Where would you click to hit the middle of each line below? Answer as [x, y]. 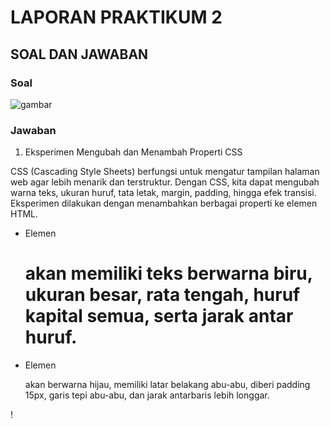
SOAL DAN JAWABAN [79, 54]
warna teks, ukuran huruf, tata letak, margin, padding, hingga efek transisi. [163, 193]
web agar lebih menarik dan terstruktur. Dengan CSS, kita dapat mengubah [165, 182]
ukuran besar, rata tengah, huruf [162, 295]
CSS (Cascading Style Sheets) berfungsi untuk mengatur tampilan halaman [165, 172]
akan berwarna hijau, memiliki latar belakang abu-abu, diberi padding [167, 385]
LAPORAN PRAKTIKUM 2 [116, 17]
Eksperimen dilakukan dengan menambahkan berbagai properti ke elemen [164, 203]
